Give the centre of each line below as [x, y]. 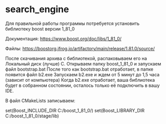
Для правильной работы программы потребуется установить [72, 23]
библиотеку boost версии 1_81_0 [40, 28]
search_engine [37, 9]
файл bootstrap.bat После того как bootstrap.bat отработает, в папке [79, 69]
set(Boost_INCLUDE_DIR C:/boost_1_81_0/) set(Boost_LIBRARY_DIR [75, 110]
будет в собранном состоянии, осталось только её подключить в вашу [82, 85]
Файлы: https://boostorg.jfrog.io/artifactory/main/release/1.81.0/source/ [80, 48]
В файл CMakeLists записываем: [40, 101]
